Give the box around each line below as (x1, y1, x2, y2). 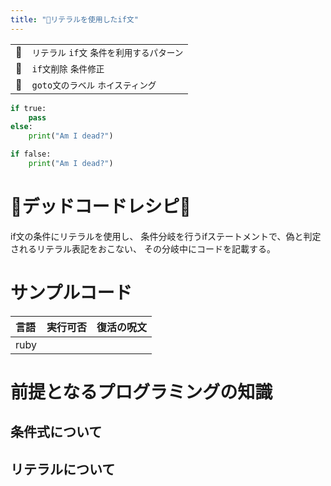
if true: (10, 103, 47, 113)
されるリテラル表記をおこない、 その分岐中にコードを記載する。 (10, 242, 276, 255)
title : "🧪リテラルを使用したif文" (10, 14, 139, 25)
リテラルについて (10, 461, 116, 478)
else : (10, 122, 33, 132)
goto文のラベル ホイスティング (31, 79, 157, 91)
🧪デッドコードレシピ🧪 (10, 196, 192, 218)
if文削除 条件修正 (31, 63, 105, 75)
